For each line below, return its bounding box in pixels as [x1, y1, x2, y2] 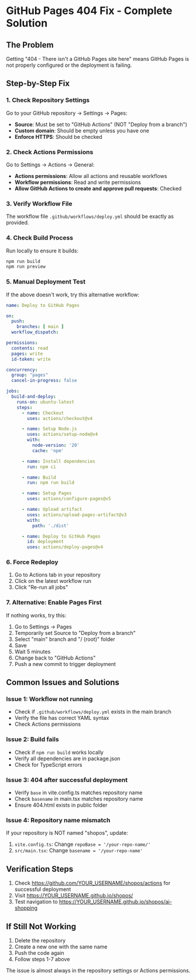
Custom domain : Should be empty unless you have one [14, 127, 149, 134]
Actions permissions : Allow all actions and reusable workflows [14, 172, 167, 179]
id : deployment [27, 539, 64, 545]
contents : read [11, 345, 49, 351]
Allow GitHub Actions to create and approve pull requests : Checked [14, 185, 182, 192]
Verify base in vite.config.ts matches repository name [14, 789, 143, 796]
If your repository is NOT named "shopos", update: [6, 829, 129, 836]
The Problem [6, 40, 54, 50]
